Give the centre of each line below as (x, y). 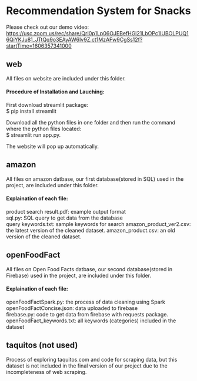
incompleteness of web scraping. (46, 372)
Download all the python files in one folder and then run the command (91, 122)
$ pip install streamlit (31, 111)
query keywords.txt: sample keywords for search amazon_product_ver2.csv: (98, 224)
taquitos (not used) (42, 345)
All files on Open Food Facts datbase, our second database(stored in (89, 269)
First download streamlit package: (47, 104)
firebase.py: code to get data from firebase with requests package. (87, 314)
